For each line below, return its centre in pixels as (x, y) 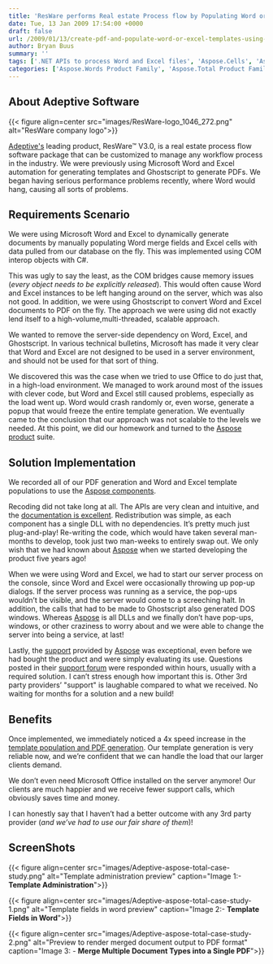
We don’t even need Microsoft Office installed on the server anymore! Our (132, 781)
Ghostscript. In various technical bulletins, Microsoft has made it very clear (134, 343)
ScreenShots (42, 848)
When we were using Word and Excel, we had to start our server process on (136, 574)
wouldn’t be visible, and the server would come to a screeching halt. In (127, 600)
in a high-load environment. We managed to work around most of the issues (136, 385)
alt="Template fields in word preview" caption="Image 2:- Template (145, 909)
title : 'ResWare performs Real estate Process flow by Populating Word (132, 16)
